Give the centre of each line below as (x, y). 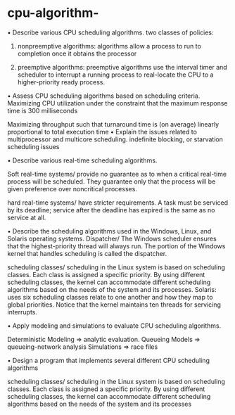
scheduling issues (33, 146)
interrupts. (22, 312)
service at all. (27, 217)
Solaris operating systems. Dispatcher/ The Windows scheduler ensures (112, 238)
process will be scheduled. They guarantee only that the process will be (112, 181)
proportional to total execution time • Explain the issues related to (102, 132)
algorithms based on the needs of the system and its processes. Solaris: (112, 289)
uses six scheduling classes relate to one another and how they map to (110, 297)
